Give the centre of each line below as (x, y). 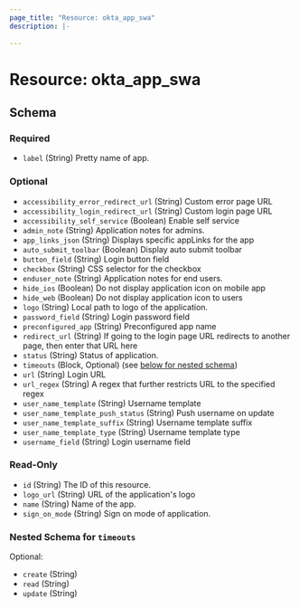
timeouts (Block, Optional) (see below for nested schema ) (130, 365)
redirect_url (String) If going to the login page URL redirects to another (156, 336)
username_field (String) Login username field (107, 442)
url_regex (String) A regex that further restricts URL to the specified (149, 384)
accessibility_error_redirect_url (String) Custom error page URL (148, 201)
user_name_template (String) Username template (112, 403)
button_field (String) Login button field (96, 259)
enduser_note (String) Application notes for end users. (122, 278)
